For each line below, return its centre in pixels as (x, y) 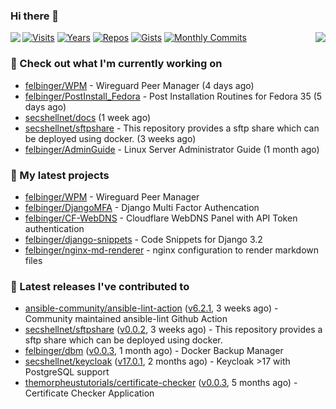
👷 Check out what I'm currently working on (116, 64)
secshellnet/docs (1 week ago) (87, 117)
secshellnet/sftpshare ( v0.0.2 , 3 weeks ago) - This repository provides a (173, 330)
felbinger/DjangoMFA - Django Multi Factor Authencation (142, 207)
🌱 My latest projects (60, 175)
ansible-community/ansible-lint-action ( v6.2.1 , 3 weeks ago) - (151, 308)
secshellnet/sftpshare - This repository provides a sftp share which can (172, 128)
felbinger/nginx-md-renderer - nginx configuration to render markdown (172, 250)
